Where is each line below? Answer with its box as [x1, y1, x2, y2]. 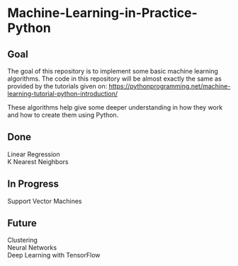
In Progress [7, 178, 59, 190]
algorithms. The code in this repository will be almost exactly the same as [7, 74, 222, 83]
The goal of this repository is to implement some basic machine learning [7, 67, 218, 75]
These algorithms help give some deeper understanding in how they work [7, 103, 223, 111]
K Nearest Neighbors [7, 157, 69, 166]
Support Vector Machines [7, 197, 82, 205]
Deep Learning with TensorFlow [7, 251, 101, 260]
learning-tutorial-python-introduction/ [7, 90, 118, 98]
